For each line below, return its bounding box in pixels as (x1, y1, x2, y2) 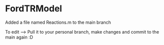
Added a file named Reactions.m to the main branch (5, 19, 111, 25)
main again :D (5, 34, 33, 40)
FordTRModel (5, 3, 62, 14)
